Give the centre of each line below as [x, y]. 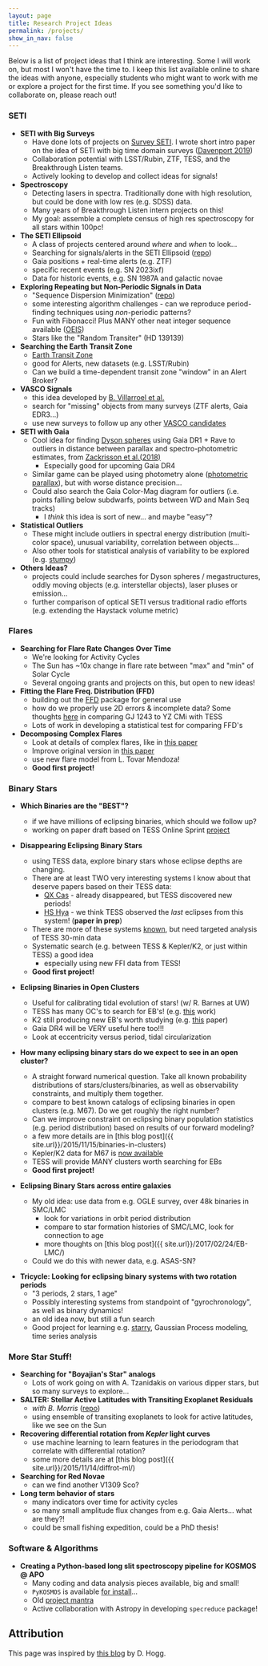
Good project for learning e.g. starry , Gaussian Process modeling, [140, 1328]
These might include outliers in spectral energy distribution [129, 533]
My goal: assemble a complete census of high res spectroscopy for [143, 218]
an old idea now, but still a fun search [93, 1319]
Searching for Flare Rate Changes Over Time [96, 648]
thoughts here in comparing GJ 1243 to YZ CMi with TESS [127, 716]
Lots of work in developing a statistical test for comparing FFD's [137, 725]
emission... [50, 593]
